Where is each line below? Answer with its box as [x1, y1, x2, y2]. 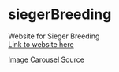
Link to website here [8, 39, 74, 49]
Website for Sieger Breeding [8, 31, 100, 41]
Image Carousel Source [8, 55, 85, 64]
